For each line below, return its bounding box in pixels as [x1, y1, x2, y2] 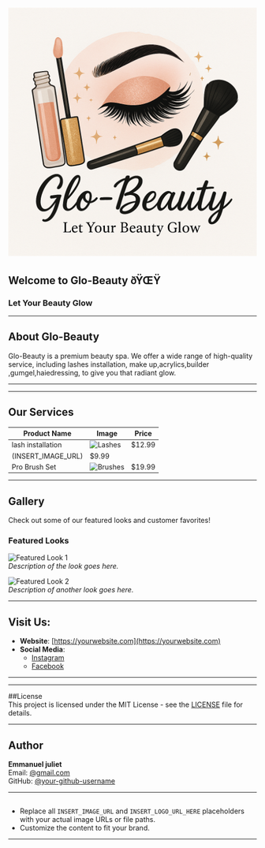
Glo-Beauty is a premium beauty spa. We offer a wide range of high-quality [8, 351, 253, 360]
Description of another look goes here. [8, 585, 134, 595]
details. [8, 708, 32, 718]
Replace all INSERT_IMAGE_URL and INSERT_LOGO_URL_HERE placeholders [19, 806, 244, 816]
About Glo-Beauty [8, 331, 100, 344]
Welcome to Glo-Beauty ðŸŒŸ [8, 274, 162, 287]
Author [8, 738, 43, 752]
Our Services [8, 405, 74, 419]
